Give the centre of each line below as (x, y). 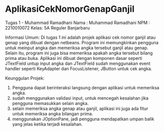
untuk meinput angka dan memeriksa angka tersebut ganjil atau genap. (77, 48)
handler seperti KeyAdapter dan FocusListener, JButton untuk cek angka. (79, 68)
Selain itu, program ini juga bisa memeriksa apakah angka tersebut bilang (79, 53)
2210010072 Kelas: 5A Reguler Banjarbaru (47, 27)
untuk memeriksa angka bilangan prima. (53, 113)
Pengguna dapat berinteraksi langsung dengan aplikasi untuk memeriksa (86, 87)
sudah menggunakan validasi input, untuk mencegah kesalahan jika (80, 98)
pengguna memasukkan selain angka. (50, 103)
